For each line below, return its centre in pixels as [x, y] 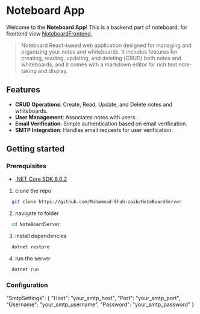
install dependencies [41, 236]
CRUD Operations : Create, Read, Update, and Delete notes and [94, 104]
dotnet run [25, 270]
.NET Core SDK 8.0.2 [41, 179]
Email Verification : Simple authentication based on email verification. [101, 124]
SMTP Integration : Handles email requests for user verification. [94, 130]
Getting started [36, 149]
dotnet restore [31, 247]
